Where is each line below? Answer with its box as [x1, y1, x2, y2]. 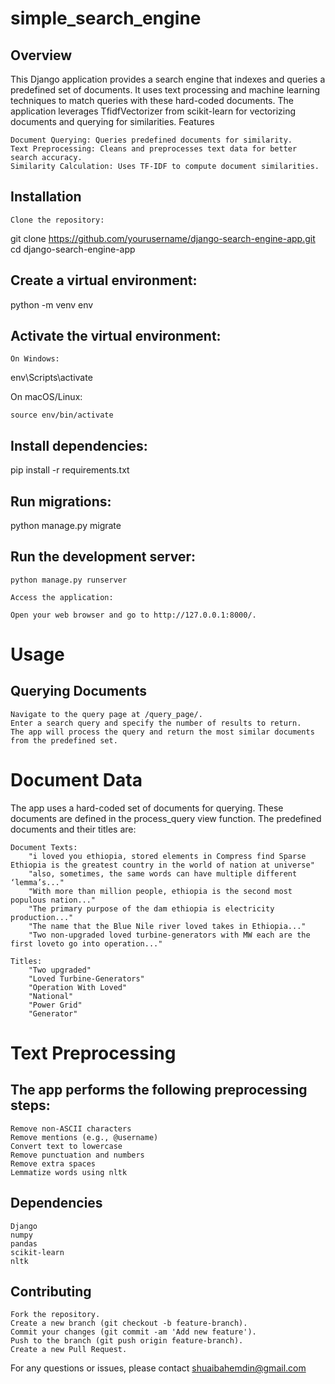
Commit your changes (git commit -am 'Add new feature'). [10, 1327, 257, 1337]
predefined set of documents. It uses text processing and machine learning [10, 84, 321, 96]
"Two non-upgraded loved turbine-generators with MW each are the [28, 930, 311, 940]
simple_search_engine [10, 7, 202, 30]
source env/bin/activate [10, 410, 114, 421]
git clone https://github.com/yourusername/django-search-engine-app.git [10, 232, 316, 244]
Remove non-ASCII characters [10, 1123, 132, 1134]
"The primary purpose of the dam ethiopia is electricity [28, 903, 275, 914]
